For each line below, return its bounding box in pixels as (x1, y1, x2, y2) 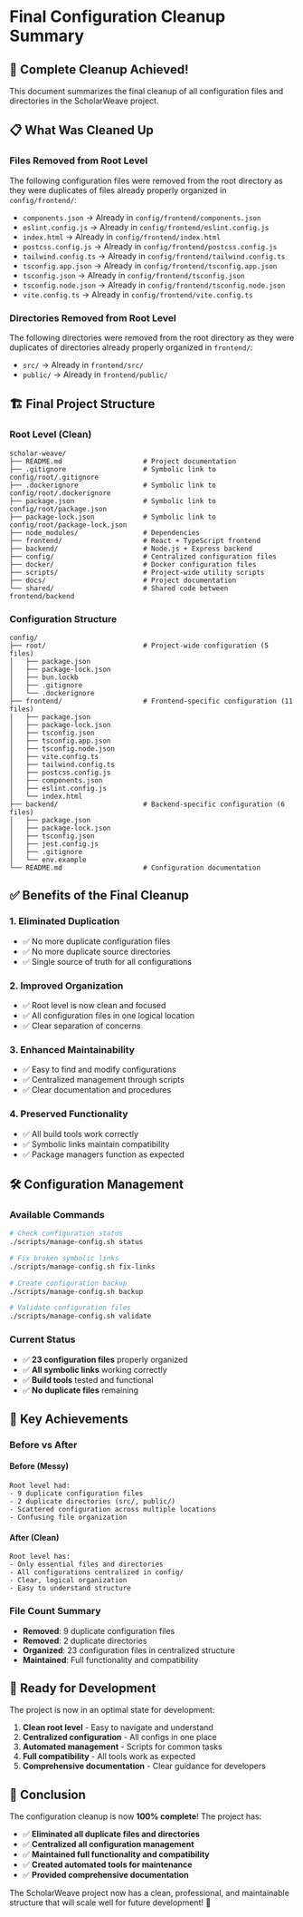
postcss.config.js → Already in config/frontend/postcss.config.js (22, 240, 278, 251)
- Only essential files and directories (9, 1560, 165, 1570)
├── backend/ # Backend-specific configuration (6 (9, 800, 285, 809)
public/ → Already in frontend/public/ (22, 369, 168, 380)
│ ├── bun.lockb (9, 673, 79, 682)
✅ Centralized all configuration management (22, 1839, 194, 1850)
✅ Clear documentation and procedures (22, 1085, 172, 1095)
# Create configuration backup (9, 1279, 128, 1288)
